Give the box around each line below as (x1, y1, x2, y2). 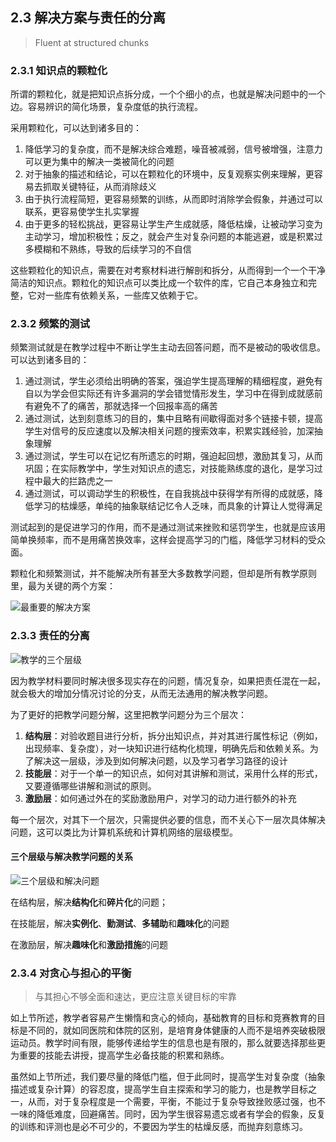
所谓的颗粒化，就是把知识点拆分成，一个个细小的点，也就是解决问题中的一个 (10, 88, 326, 100)
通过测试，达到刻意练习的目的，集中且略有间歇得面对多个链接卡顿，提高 (24, 413, 323, 425)
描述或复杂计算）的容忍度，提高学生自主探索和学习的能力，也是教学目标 (10, 1083, 308, 1095)
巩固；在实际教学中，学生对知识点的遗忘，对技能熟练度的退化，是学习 (24, 463, 315, 475)
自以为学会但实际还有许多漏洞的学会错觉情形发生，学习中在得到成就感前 (24, 388, 323, 400)
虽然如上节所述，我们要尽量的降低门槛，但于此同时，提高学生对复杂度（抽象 (10, 1071, 326, 1083)
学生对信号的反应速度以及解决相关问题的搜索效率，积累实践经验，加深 (24, 425, 315, 437)
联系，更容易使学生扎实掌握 (24, 206, 140, 218)
